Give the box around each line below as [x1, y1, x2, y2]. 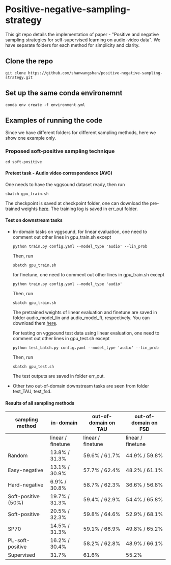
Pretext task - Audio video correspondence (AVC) [5, 170, 113, 176]
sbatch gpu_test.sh [12, 364, 54, 369]
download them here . [12, 320, 58, 326]
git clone [5, 70, 26, 75]
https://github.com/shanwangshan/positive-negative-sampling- [27, 70, 163, 75]
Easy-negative [8, 467, 44, 474]
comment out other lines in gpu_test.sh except [12, 336, 110, 342]
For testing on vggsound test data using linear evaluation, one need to [12, 330, 160, 336]
